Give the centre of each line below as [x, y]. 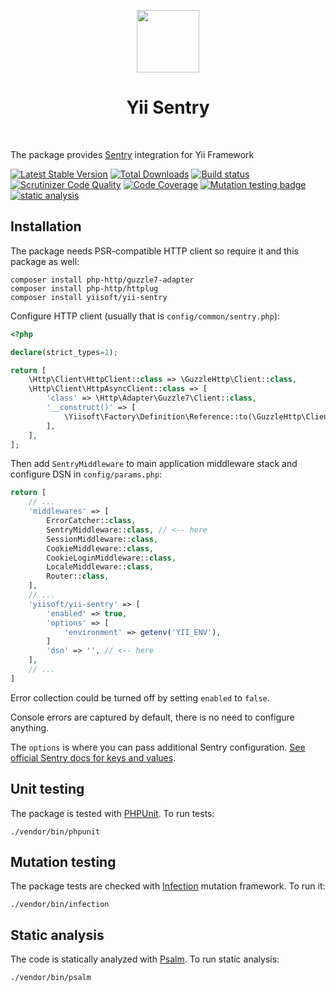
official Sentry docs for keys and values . [93, 757]
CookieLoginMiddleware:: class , [111, 558]
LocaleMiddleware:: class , [100, 567]
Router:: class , [78, 576]
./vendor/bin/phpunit [55, 831]
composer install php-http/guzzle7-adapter [102, 280]
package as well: [45, 261]
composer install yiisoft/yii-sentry [89, 297]
